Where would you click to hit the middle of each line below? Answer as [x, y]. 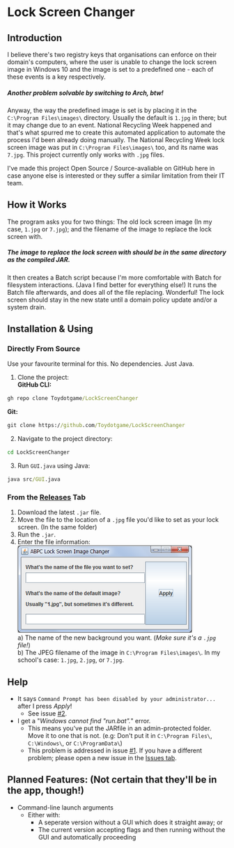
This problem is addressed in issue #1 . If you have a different [115, 750]
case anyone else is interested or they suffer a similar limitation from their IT [116, 176]
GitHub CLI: [34, 385]
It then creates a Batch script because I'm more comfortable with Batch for [114, 277]
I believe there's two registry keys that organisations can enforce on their [112, 54]
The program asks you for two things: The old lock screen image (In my [110, 222]
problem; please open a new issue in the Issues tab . [102, 758]
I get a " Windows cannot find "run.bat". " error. [84, 721]
